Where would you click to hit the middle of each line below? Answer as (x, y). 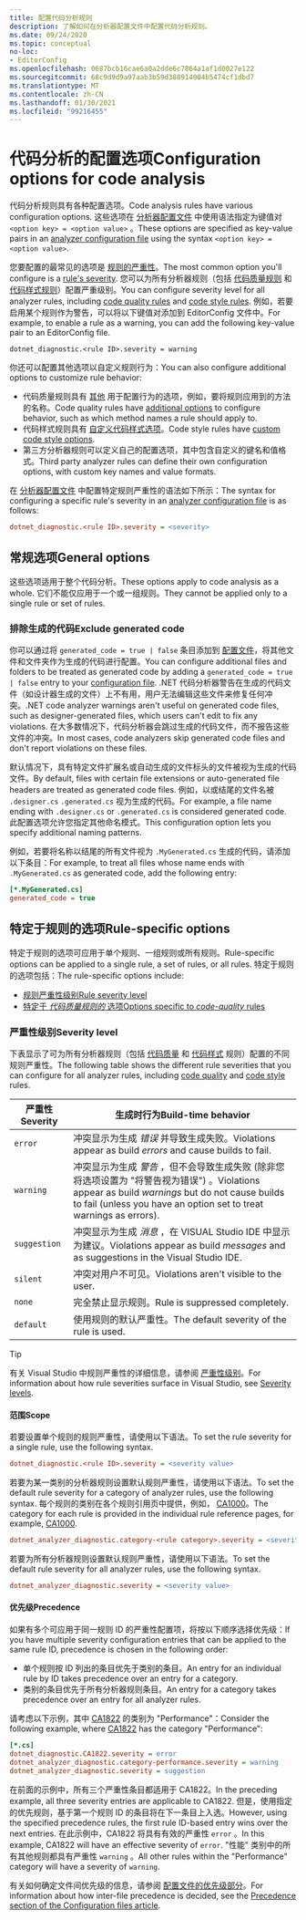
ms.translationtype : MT (55, 86)
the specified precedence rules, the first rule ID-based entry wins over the (149, 1822)
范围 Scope (30, 1415)
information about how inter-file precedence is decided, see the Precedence (153, 1895)
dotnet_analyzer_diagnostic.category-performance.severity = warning (144, 1762)
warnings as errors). (117, 1216)
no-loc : (24, 52)
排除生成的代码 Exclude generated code (97, 628)
